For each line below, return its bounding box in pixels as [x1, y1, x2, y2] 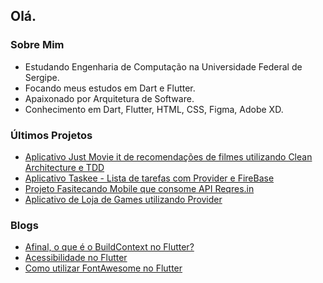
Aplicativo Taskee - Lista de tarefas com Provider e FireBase [24, 172, 275, 184]
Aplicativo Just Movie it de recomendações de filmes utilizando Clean [24, 150, 313, 163]
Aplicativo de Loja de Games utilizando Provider [24, 193, 223, 205]
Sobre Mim [10, 38, 65, 52]
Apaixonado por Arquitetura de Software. [24, 92, 195, 104]
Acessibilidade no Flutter [24, 252, 128, 264]
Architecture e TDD [24, 161, 105, 173]
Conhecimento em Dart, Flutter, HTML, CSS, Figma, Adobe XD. [24, 103, 284, 115]
